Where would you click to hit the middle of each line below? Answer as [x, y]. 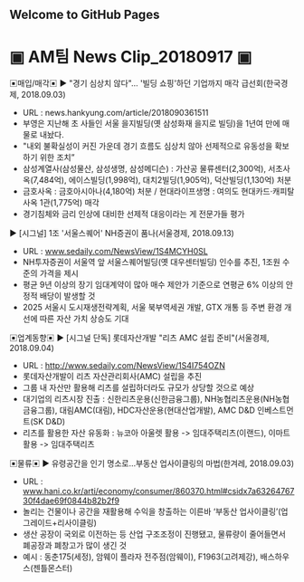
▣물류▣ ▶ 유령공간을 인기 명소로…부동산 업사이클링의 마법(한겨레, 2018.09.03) [152, 463]
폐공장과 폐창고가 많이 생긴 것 [74, 546]
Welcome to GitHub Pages [85, 15]
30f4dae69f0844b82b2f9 [71, 501]
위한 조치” [57, 157]
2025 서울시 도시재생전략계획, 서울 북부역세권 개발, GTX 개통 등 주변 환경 [152, 308]
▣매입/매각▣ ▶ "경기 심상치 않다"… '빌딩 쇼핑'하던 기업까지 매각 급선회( [138, 83]
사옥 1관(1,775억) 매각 [61, 203]
